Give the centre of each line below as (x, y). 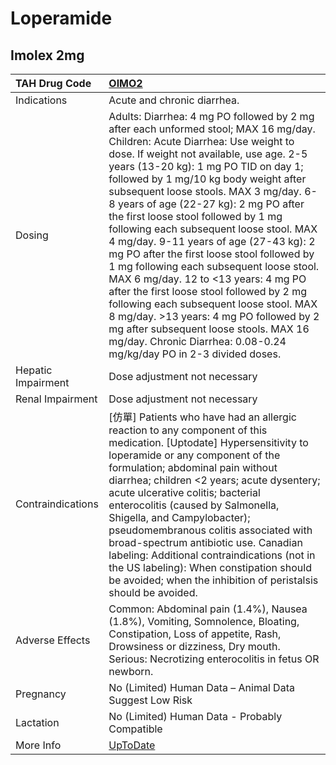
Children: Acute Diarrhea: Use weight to (201, 141)
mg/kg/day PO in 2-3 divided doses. (195, 354)
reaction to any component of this (188, 430)
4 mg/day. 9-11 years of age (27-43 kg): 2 (212, 241)
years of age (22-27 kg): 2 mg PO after (211, 204)
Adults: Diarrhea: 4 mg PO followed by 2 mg (211, 116)
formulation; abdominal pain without (193, 467)
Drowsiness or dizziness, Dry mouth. (194, 646)
